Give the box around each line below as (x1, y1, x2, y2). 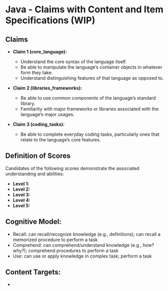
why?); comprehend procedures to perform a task (12, 247, 119, 253)
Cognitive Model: (5, 217, 62, 226)
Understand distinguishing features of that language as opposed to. (20, 75, 164, 81)
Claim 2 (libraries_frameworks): (12, 85, 82, 91)
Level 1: (12, 180, 30, 187)
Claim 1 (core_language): (12, 49, 67, 54)
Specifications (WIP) (5, 14, 96, 26)
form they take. (20, 69, 53, 76)
